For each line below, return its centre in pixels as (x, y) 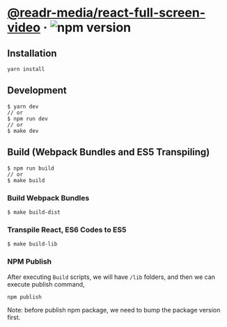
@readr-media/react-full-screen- (106, 13)
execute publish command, (46, 284)
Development (37, 91)
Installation (32, 53)
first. (14, 317)
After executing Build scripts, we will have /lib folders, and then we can (111, 277)
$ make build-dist (34, 212)
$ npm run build (31, 168)
